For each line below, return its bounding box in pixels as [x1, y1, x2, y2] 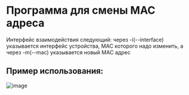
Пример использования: [6, 66, 103, 76]
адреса [6, 16, 45, 30]
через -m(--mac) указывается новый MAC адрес [6, 48, 131, 56]
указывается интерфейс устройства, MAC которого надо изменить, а [6, 42, 184, 50]
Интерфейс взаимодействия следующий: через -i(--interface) [6, 36, 164, 43]
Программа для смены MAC [6, 4, 156, 17]
